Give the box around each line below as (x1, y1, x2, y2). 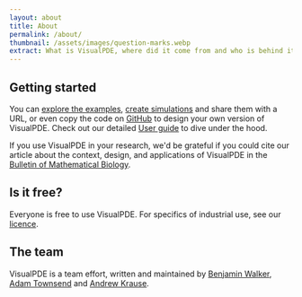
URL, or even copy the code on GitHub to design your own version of (9, 113, 265, 124)
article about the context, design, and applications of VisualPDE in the (9, 149, 268, 160)
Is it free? (9, 185, 63, 200)
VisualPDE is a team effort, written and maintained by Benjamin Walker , (9, 268, 272, 279)
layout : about (9, 13, 63, 22)
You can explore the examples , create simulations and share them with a (9, 103, 278, 114)
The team (9, 244, 65, 260)
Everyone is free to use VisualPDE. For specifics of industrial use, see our (9, 208, 281, 220)
